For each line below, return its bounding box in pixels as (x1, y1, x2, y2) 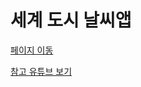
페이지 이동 (10, 44, 54, 56)
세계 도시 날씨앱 (10, 9, 132, 32)
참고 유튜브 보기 (10, 65, 73, 77)
